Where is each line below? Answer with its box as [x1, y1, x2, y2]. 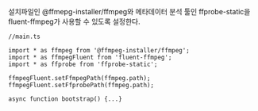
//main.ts [8, 33, 41, 40]
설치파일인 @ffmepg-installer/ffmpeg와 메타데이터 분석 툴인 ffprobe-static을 [8, 7, 251, 16]
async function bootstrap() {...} [8, 95, 123, 103]
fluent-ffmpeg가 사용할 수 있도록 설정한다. [8, 17, 141, 26]
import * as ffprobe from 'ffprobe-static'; [8, 60, 158, 68]
